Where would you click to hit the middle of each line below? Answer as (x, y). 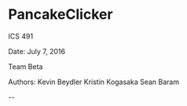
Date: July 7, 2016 (37, 51)
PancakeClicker (60, 15)
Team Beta (26, 66)
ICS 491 (21, 36)
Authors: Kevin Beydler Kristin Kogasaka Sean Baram (93, 82)
